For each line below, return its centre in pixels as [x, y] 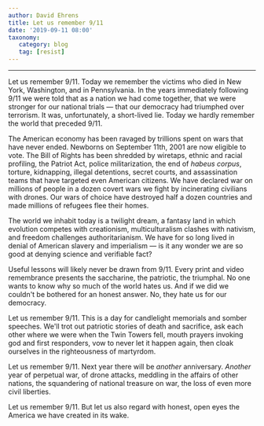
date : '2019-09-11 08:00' [50, 30]
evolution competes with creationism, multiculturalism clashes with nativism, [132, 229]
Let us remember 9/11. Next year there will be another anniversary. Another [130, 367]
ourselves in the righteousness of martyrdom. [82, 351]
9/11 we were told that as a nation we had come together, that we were [122, 98]
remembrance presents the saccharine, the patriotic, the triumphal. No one [129, 277]
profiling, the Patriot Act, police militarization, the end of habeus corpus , [125, 163]
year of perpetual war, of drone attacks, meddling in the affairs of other [123, 375]
